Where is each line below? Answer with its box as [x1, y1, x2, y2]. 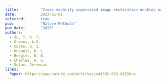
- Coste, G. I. [9, 44, 41, 49]
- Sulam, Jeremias [9, 62, 48, 67]
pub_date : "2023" [5, 26, 54, 31]
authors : [5, 30, 23, 35]
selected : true [5, 16, 50, 21]
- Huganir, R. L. [9, 48, 45, 53]
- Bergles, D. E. [9, 53, 45, 58]
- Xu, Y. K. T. [9, 35, 41, 40]
